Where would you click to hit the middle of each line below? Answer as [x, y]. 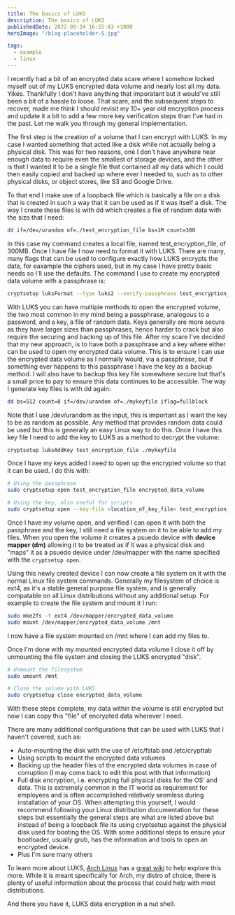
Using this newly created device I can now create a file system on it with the [117, 573]
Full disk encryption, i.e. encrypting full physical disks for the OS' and [117, 780]
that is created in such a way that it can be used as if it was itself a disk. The [117, 202]
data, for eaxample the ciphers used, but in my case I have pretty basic [109, 266]
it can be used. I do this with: [49, 471]
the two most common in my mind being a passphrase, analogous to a [108, 314]
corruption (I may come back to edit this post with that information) [114, 773]
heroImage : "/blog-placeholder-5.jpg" [64, 33]
